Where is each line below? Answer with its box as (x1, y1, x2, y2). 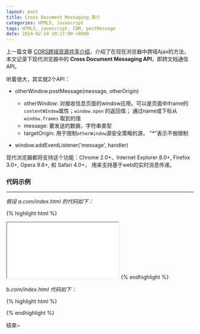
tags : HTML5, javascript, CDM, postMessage (6, 25, 116, 32)
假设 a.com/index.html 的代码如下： (6, 198, 94, 205)
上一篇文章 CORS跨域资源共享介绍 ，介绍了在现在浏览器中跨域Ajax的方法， (6, 48, 189, 55)
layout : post (6, 8, 39, 15)
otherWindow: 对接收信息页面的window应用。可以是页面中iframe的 (23, 100, 189, 107)
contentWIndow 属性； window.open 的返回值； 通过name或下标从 (23, 107, 177, 115)
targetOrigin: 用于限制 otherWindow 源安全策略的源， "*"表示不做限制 (23, 129, 189, 137)
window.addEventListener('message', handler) (14, 141, 129, 149)
